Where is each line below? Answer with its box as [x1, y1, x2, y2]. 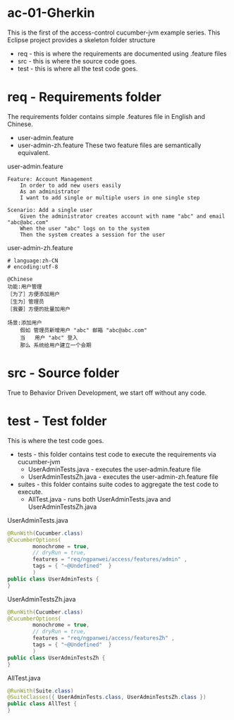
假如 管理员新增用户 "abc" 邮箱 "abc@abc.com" [20, 326, 147, 334]
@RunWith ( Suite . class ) [7, 687, 74, 695]
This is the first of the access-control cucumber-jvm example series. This [7, 28, 221, 37]
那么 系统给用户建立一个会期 [20, 342, 92, 349]
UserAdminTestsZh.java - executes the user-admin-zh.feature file [27, 472, 218, 480]
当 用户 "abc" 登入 [20, 334, 78, 341]
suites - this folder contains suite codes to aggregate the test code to [17, 480, 218, 488]
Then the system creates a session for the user [20, 231, 166, 238]
